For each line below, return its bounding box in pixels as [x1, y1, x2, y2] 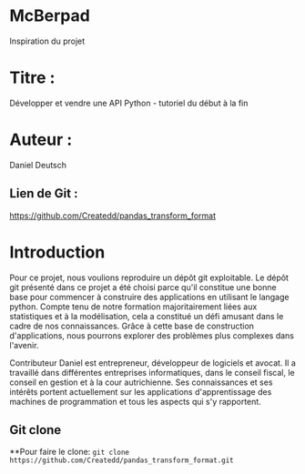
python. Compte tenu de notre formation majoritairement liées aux [9, 301, 258, 312]
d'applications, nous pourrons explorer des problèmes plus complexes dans [9, 329, 294, 341]
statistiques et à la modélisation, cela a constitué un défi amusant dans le [9, 310, 284, 321]
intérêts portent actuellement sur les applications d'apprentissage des [9, 386, 272, 397]
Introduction [9, 242, 106, 262]
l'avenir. [9, 339, 39, 350]
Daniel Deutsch [9, 159, 66, 170]
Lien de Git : [9, 186, 78, 201]
